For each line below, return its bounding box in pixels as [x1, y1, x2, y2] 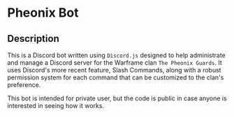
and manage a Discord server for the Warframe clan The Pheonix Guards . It [7, 58, 222, 67]
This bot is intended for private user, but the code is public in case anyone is [7, 94, 227, 102]
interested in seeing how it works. [7, 102, 105, 109]
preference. [7, 81, 41, 88]
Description [7, 33, 59, 45]
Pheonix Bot [7, 5, 79, 21]
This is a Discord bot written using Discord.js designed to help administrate [7, 51, 226, 59]
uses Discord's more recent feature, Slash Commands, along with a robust [7, 66, 221, 74]
